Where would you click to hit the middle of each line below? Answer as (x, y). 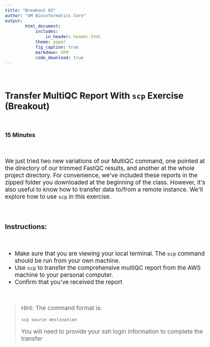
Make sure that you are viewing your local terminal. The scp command (110, 254)
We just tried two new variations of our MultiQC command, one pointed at (105, 161)
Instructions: (26, 226)
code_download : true (59, 57)
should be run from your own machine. (67, 261)
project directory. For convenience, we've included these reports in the (101, 175)
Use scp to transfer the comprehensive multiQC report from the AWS (108, 268)
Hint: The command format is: (62, 308)
